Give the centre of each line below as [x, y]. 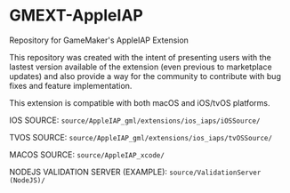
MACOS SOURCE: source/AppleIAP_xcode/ [87, 154]
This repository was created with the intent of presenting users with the [140, 57]
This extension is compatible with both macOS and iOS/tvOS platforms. [140, 102]
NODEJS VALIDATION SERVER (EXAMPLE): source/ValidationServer [135, 172]
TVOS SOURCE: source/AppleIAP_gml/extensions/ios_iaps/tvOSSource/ [141, 137]
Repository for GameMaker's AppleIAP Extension [99, 40]
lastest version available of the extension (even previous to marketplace [141, 67]
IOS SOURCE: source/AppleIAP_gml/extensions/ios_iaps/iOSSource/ [135, 120]
